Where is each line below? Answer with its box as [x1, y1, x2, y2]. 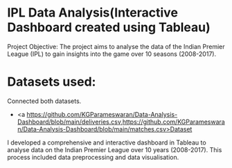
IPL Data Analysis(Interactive [7, 5, 179, 21]
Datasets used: [7, 74, 96, 90]
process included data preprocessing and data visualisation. [7, 153, 179, 161]
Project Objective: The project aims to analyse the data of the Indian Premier [7, 42, 225, 50]
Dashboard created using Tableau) [7, 19, 211, 35]
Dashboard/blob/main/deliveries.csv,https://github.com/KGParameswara [17, 118, 225, 126]
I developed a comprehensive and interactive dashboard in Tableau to [7, 138, 206, 147]
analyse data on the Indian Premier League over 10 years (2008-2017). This [7, 145, 222, 153]
